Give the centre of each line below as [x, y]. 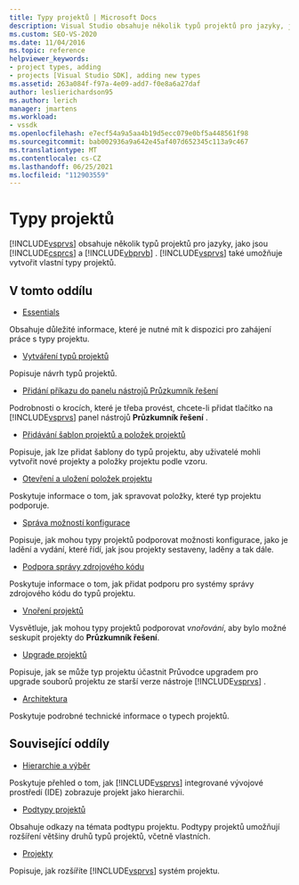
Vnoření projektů [53, 610]
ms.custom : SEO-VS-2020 [53, 34]
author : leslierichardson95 [61, 92]
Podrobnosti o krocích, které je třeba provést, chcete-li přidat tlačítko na [141, 408]
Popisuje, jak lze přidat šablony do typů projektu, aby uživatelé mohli [135, 452]
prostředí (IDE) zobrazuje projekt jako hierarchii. [97, 792]
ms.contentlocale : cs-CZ [55, 158]
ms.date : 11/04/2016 [48, 42]
